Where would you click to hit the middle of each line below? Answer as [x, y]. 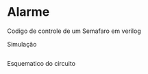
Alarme [28, 12]
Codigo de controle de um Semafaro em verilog [74, 31]
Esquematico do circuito [41, 63]
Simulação [22, 44]
